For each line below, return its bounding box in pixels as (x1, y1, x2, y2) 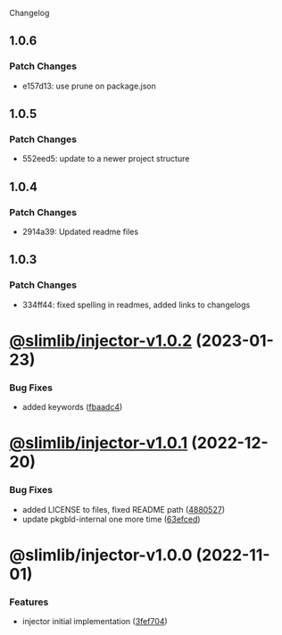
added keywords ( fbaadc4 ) (21, 402, 123, 413)
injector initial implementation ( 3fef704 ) (21, 616, 168, 627)
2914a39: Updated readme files (21, 227, 139, 238)
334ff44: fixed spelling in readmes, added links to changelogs (21, 299, 251, 310)
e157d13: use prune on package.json (21, 80, 156, 91)
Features (9, 596, 49, 608)
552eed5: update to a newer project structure (21, 154, 190, 164)
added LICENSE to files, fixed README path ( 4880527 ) (21, 504, 226, 514)
